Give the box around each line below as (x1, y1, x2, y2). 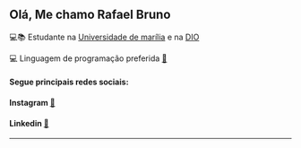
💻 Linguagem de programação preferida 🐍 (9, 53, 168, 64)
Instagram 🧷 (9, 98, 56, 108)
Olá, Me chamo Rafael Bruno (9, 7, 171, 22)
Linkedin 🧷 (9, 118, 49, 128)
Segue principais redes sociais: (9, 76, 129, 88)
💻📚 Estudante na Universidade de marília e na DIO (9, 31, 200, 42)
